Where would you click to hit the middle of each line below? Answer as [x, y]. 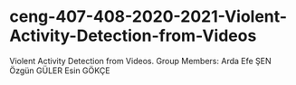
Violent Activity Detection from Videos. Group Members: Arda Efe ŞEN [140, 61]
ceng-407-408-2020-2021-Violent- [148, 17]
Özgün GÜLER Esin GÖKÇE [60, 71]
